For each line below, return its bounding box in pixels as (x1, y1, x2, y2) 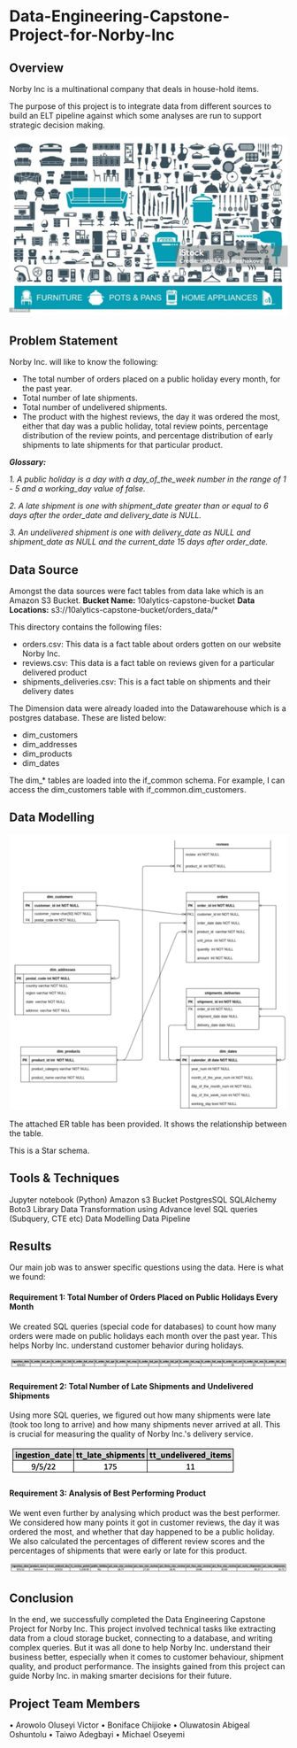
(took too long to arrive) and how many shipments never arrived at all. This (9, 1419, 281, 1430)
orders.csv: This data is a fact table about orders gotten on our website (21, 639, 281, 649)
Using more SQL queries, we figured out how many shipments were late (9, 1410, 271, 1420)
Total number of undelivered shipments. (21, 402, 168, 413)
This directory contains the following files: (9, 622, 162, 632)
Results (9, 1238, 52, 1254)
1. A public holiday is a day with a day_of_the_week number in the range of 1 (9, 474, 287, 484)
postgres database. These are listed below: (9, 713, 166, 723)
